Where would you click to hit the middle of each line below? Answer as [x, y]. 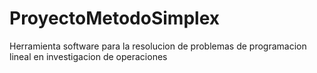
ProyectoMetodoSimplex [114, 18]
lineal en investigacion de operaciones [88, 56]
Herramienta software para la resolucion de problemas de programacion [158, 46]
